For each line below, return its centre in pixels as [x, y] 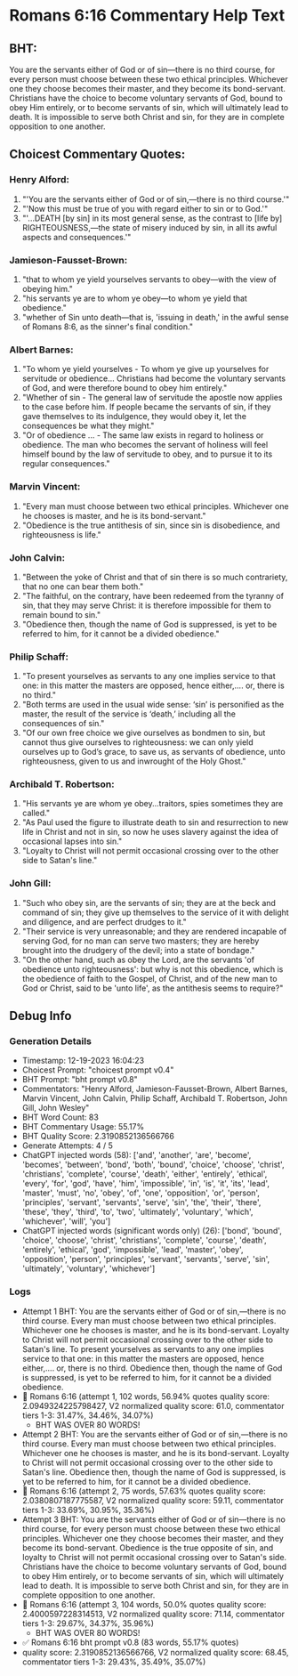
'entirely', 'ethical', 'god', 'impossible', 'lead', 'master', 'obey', [133, 1250]
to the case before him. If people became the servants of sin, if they [146, 407]
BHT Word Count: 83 [60, 1117]
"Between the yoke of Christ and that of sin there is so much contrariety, [155, 577]
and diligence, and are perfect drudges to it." [104, 921]
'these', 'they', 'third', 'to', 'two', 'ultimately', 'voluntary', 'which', [137, 1212]
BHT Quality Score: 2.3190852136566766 [98, 1137]
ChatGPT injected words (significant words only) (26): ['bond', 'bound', [152, 1231]
